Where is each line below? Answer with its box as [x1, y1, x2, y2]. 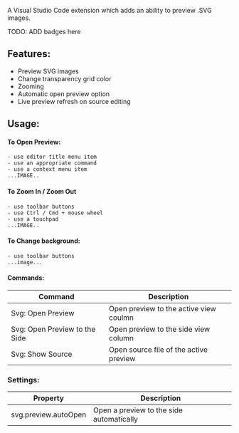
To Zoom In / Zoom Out [7, 187, 77, 195]
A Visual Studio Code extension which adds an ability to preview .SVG [7, 6, 212, 14]
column [109, 333, 134, 343]
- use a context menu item [7, 166, 87, 173]
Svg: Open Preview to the [11, 324, 96, 334]
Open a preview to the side [93, 405, 184, 415]
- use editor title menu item [7, 153, 97, 161]
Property [33, 393, 64, 403]
